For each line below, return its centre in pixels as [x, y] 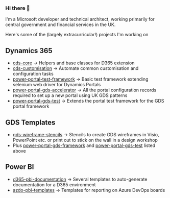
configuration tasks [33, 74]
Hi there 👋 [18, 8]
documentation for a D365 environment [54, 184]
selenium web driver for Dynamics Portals [57, 85]
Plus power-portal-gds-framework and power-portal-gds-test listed [84, 145]
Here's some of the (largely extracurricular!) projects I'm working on [77, 35]
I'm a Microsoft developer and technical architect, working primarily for [80, 19]
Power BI [20, 167]
